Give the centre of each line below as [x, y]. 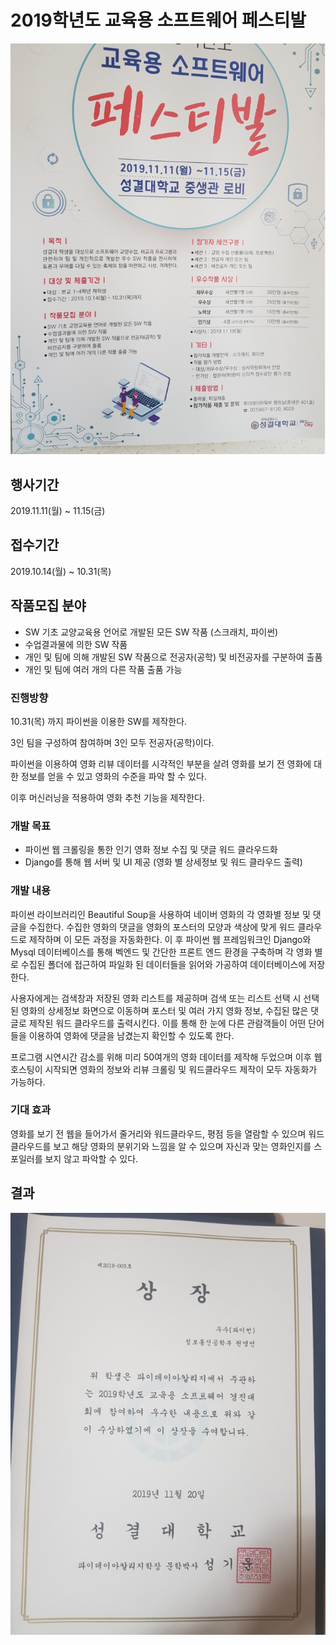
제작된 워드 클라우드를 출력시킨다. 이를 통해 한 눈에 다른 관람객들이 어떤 [167, 1023]
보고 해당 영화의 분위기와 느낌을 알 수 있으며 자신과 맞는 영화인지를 [182, 1146]
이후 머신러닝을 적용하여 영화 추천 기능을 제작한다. [108, 797]
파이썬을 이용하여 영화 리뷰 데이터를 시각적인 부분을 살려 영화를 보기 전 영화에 [161, 763]
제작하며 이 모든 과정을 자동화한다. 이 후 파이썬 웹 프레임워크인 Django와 [170, 939]
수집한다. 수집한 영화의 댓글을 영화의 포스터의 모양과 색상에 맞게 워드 [162, 927]
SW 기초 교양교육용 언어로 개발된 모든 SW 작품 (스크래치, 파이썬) [151, 632]
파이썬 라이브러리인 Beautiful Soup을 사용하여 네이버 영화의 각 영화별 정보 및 [160, 914]
